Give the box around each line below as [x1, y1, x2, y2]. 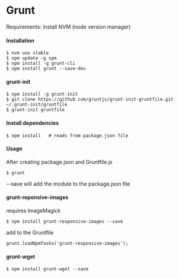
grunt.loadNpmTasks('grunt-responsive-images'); [6, 240, 129, 247]
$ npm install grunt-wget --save [6, 266, 89, 272]
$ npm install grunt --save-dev [6, 66, 86, 72]
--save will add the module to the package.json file [6, 180, 130, 187]
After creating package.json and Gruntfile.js [6, 158, 113, 165]
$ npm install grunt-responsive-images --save [6, 218, 123, 225]
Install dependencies [6, 119, 59, 127]
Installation [6, 37, 34, 44]
